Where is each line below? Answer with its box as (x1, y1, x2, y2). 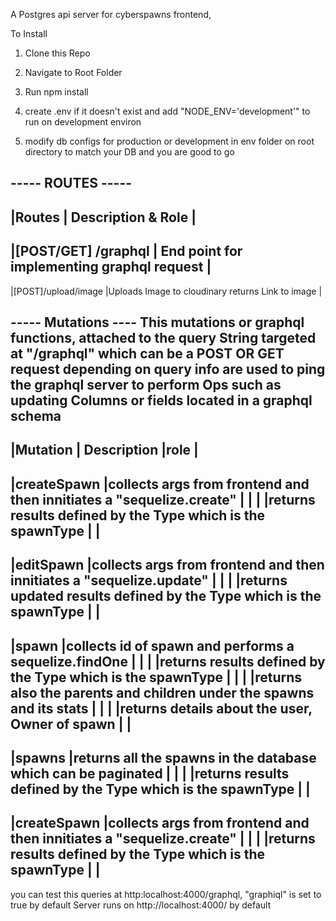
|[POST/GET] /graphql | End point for (10, 243, 243, 260)
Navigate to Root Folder (24, 67, 123, 78)
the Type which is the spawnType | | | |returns (10, 669, 302, 686)
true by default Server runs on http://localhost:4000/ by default (10, 899, 272, 911)
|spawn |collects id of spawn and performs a (10, 637, 295, 654)
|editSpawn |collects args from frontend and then (10, 557, 325, 574)
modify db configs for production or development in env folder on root (24, 135, 315, 147)
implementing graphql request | (10, 259, 212, 276)
